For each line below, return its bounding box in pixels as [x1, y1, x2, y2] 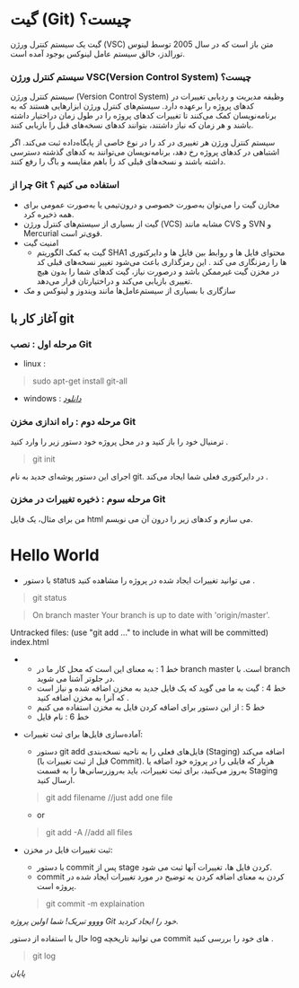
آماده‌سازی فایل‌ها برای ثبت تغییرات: [22, 728, 143, 739]
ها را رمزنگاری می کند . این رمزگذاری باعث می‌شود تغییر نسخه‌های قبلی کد [36, 256, 287, 267]
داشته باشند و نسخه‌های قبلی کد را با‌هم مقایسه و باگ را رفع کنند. [10, 156, 226, 167]
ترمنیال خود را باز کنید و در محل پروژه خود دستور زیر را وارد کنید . [10, 436, 229, 446]
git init [31, 454, 56, 464]
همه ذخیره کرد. [22, 208, 75, 219]
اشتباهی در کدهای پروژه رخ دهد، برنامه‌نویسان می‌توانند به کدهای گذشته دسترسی [10, 146, 280, 157]
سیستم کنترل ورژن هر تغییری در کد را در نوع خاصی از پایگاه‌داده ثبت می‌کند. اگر [10, 137, 276, 148]
